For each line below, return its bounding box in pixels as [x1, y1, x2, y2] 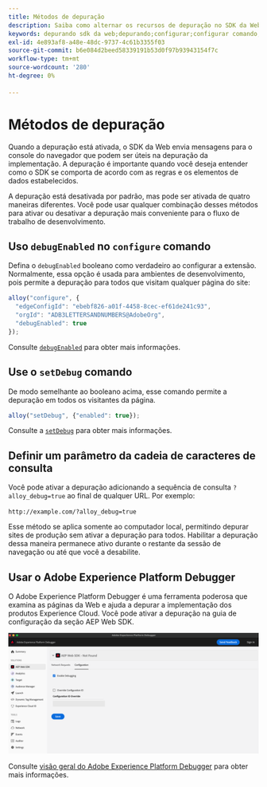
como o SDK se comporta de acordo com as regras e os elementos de [8, 167, 238, 177]
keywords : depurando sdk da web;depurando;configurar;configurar [8, 30, 229, 37]
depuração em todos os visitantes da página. [8, 395, 157, 404]
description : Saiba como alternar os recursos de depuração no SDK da [8, 21, 247, 30]
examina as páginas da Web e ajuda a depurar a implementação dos [8, 600, 232, 610]
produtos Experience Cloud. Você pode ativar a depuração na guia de [8, 608, 237, 618]
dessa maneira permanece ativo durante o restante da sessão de [8, 539, 221, 549]
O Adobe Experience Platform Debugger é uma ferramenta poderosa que [8, 592, 248, 601]
